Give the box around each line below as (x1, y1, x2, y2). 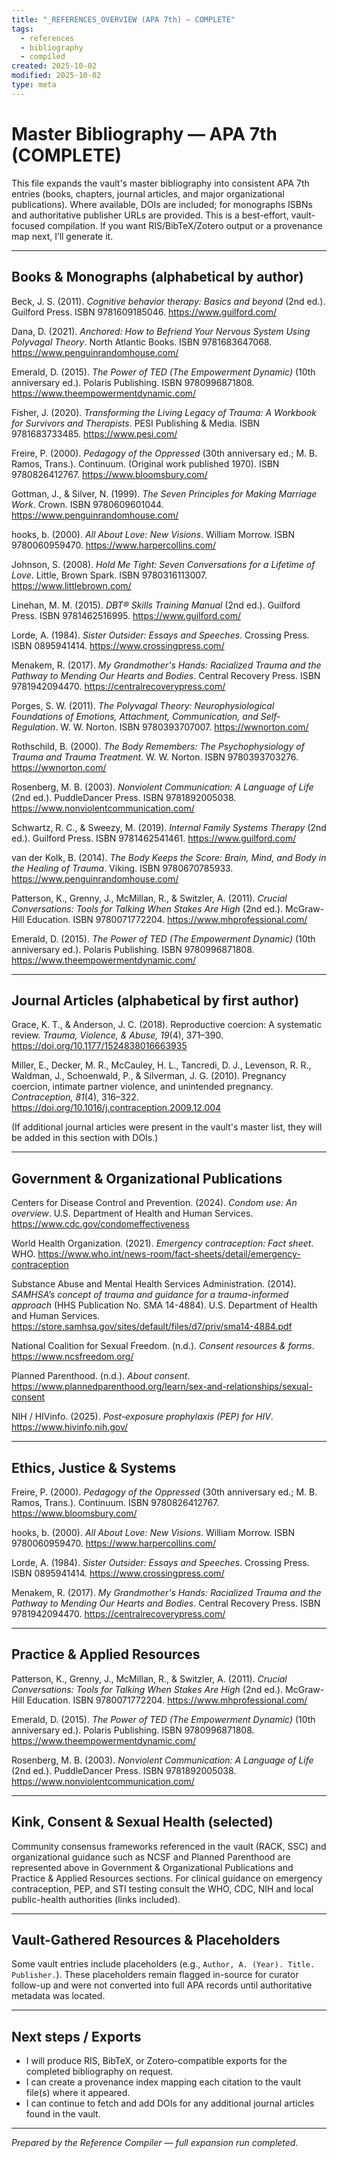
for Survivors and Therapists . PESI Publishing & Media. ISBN (11, 417, 261, 429)
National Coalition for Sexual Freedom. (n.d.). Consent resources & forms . (11, 1340, 315, 1352)
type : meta (11, 80, 57, 90)
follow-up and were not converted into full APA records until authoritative (11, 1979, 313, 1991)
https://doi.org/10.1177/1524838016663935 (11, 1040, 188, 1052)
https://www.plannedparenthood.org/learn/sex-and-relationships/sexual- (11, 1381, 313, 1393)
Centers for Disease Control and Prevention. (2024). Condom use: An (11, 1197, 298, 1209)
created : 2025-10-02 (11, 61, 98, 71)
